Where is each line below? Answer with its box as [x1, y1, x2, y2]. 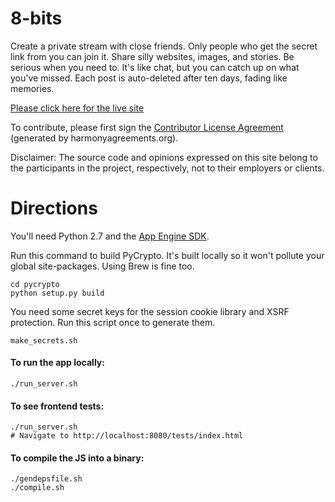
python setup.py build [10, 288, 105, 298]
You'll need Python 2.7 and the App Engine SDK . [10, 230, 210, 242]
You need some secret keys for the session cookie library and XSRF [10, 305, 290, 317]
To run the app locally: [10, 357, 105, 369]
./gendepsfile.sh [10, 474, 83, 484]
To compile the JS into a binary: [10, 452, 145, 464]
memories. [10, 82, 55, 94]
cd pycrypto [10, 279, 60, 289]
